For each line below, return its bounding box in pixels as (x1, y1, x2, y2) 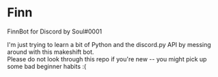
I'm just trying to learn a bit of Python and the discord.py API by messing (7, 40, 212, 48)
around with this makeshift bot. (7, 48, 94, 56)
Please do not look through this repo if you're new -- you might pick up (7, 55, 207, 63)
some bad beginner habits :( (7, 62, 87, 70)
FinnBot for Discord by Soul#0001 (7, 27, 103, 35)
